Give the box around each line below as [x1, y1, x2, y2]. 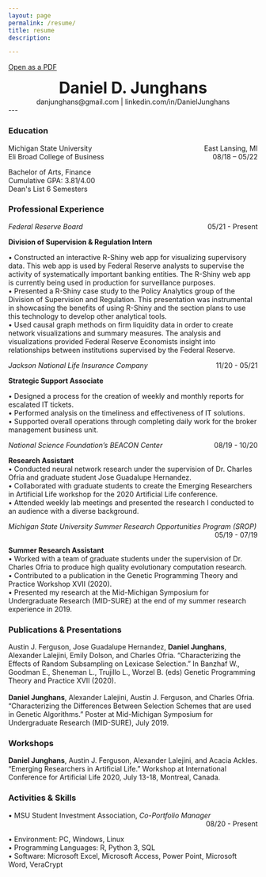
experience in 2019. [8, 604, 73, 614]
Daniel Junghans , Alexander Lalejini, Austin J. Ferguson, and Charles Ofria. [8, 693, 255, 703]
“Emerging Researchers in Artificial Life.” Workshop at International [8, 764, 227, 774]
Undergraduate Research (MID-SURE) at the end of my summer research [8, 596, 247, 605]
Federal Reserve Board [8, 221, 83, 231]
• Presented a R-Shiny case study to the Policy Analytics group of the [8, 286, 236, 296]
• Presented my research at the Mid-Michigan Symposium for [8, 588, 210, 597]
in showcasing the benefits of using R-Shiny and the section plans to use [8, 303, 246, 312]
